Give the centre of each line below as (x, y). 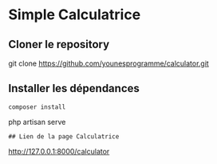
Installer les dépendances (74, 88)
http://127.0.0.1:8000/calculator (59, 151)
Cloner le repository (59, 44)
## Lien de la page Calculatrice (64, 136)
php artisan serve (37, 122)
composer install (37, 107)
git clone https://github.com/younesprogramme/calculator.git (108, 63)
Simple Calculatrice (75, 15)
